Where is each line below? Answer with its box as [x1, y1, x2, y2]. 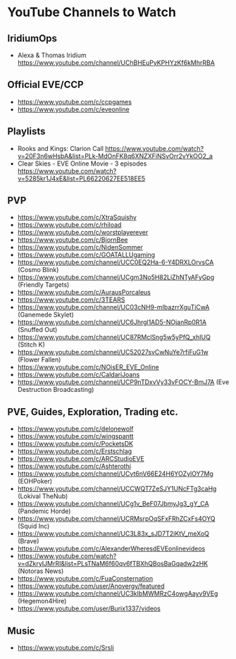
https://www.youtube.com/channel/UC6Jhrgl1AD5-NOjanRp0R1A [17, 318, 206, 326]
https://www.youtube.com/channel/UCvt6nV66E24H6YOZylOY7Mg [17, 469, 213, 478]
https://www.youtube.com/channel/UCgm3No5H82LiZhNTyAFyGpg [17, 273, 215, 282]
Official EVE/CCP [7, 79, 84, 91]
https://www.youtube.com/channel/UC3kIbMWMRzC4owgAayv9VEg [17, 589, 218, 598]
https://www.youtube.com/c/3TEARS [17, 295, 125, 304]
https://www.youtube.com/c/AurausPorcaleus [17, 288, 151, 297]
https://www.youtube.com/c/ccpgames [17, 97, 132, 106]
